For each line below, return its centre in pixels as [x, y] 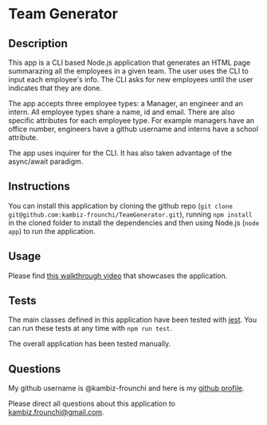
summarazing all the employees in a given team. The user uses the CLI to [128, 71]
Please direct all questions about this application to [92, 403]
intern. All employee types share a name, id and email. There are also [122, 112]
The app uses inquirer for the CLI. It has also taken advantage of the [120, 153]
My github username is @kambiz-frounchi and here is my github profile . [126, 388]
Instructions [39, 187]
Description [38, 44]
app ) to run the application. [52, 231]
